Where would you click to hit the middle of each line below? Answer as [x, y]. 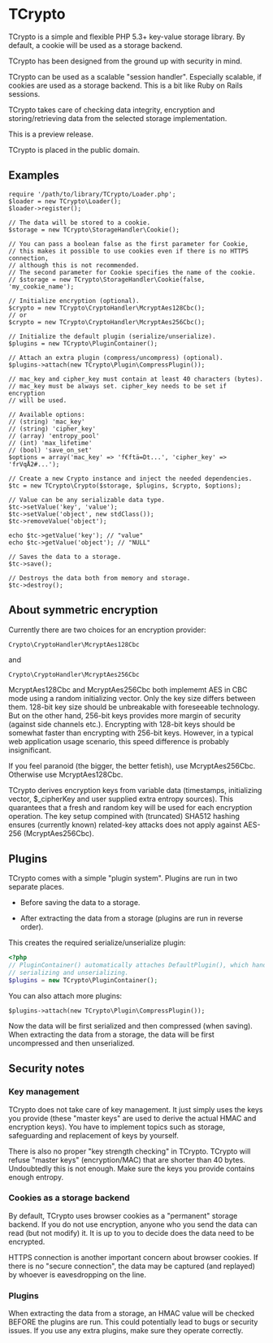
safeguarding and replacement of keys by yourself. [93, 1135]
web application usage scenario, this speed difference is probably [119, 741]
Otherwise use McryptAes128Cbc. [66, 774]
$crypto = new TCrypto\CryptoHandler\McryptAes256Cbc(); [107, 322]
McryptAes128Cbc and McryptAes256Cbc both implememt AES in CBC [128, 689]
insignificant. [30, 750]
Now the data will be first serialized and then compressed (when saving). [131, 1025]
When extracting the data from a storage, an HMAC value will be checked [131, 1314]
